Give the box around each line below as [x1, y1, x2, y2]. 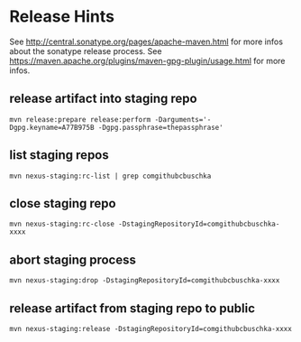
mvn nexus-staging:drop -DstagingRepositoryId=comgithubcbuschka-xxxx [9, 276, 280, 285]
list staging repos [9, 147, 110, 163]
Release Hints [9, 6, 115, 27]
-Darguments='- [154, 115, 212, 124]
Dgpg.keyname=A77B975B [9, 123, 95, 132]
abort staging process [9, 252, 137, 267]
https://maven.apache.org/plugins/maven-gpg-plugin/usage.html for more [9, 55, 286, 66]
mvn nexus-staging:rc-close [9, 219, 115, 229]
